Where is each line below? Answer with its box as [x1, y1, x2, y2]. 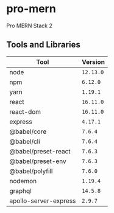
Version [82, 57, 105, 66]
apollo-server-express [9, 197, 76, 205]
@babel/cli [9, 137, 41, 145]
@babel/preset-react [9, 147, 71, 155]
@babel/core [9, 127, 47, 136]
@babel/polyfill [9, 167, 53, 175]
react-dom [9, 107, 41, 116]
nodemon [9, 176, 37, 185]
